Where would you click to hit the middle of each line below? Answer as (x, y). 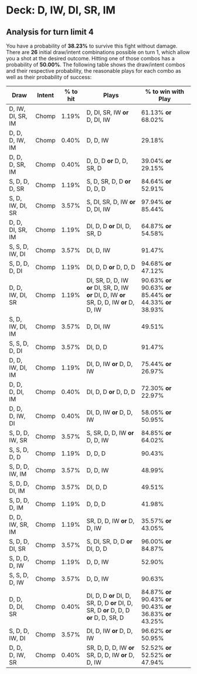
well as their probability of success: (49, 77)
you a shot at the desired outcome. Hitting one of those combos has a (90, 58)
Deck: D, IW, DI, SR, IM (61, 10)
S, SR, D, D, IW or (110, 433)
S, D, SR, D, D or (108, 181)
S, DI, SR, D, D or (110, 541)
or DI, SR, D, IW (108, 288)
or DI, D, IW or (106, 295)
